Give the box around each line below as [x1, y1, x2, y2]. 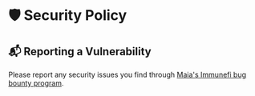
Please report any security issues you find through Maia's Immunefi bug [8, 70, 247, 79]
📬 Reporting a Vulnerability [8, 45, 152, 58]
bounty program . [8, 78, 64, 88]
